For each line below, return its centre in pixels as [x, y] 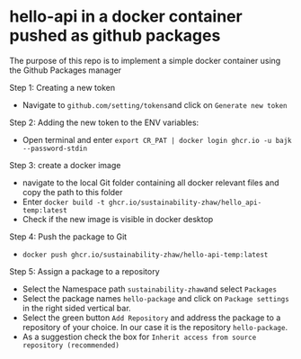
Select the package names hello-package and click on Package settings [155, 298]
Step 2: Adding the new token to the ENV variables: [104, 122]
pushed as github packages [115, 36]
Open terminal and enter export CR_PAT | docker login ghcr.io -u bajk [157, 139]
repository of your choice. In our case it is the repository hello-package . [155, 327]
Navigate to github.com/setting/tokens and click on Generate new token [155, 104]
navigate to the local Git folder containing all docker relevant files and [151, 183]
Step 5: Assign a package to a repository [84, 271]
